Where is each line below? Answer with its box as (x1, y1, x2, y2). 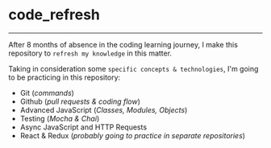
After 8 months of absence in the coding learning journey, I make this (8, 39, 238, 49)
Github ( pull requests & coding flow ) (19, 97, 141, 106)
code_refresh (8, 6, 101, 24)
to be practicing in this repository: (8, 72, 121, 82)
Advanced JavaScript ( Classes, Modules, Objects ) (19, 105, 188, 114)
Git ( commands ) (19, 88, 75, 97)
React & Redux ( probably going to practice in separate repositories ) (19, 130, 246, 140)
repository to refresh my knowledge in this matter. (8, 48, 172, 58)
